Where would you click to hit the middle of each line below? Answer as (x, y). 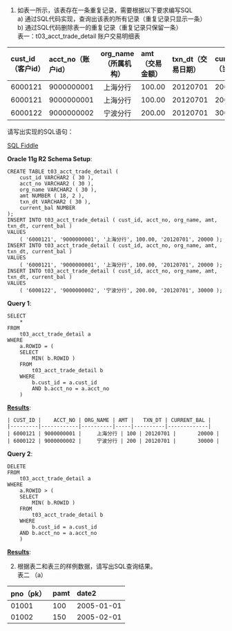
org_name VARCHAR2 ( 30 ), (58, 190)
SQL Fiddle (23, 145)
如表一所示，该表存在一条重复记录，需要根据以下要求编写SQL (105, 10)
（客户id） (28, 69)
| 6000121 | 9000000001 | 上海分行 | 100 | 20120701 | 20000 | (113, 434)
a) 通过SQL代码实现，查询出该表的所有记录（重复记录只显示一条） (112, 19)
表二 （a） (32, 575)
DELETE (17, 466)
